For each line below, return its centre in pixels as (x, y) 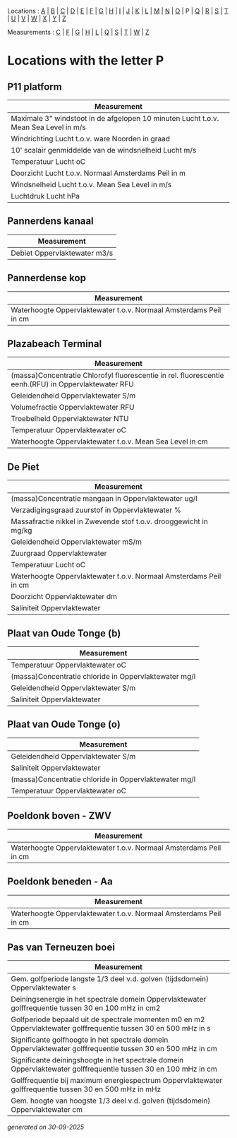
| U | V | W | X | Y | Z (37, 18)
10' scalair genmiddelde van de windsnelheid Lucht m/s (104, 150)
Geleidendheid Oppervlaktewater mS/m (77, 542)
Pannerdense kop (47, 278)
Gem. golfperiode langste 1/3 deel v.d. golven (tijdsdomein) (110, 979)
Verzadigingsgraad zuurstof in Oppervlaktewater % (96, 510)
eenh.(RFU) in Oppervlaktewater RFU (72, 384)
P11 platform (35, 87)
